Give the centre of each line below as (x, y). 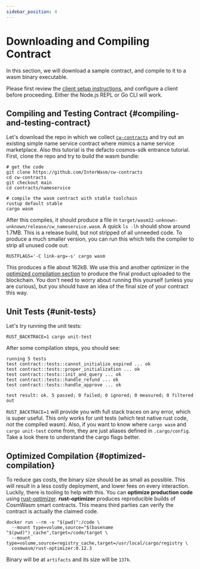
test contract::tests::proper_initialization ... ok (73, 370)
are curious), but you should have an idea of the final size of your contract (97, 287)
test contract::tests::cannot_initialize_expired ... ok (79, 364)
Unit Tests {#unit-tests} (51, 311)
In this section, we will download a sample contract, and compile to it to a (96, 70)
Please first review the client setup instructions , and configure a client (92, 88)
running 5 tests (26, 359)
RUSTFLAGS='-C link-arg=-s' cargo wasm (56, 256)
